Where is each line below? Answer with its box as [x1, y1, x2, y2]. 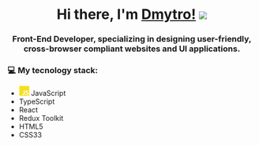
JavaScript [30, 89, 66, 98]
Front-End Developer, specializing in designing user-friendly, [12, 34, 252, 45]
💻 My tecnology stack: [7, 65, 99, 76]
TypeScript [18, 97, 55, 107]
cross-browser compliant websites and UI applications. [23, 43, 241, 54]
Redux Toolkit [18, 114, 64, 123]
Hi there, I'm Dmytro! [56, 5, 197, 24]
